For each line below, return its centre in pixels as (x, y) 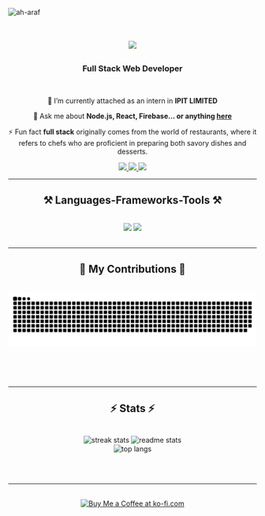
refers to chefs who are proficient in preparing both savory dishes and (132, 143)
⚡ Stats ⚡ (132, 408)
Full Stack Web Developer (132, 69)
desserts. (132, 152)
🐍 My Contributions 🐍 (132, 269)
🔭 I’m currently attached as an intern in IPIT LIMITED (132, 101)
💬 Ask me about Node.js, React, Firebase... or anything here (132, 116)
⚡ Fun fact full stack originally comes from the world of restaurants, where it (132, 132)
